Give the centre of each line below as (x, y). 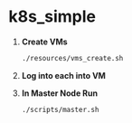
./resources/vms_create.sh (72, 58)
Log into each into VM (63, 75)
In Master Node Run (60, 93)
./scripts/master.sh (60, 109)
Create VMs (45, 42)
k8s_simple (52, 17)
